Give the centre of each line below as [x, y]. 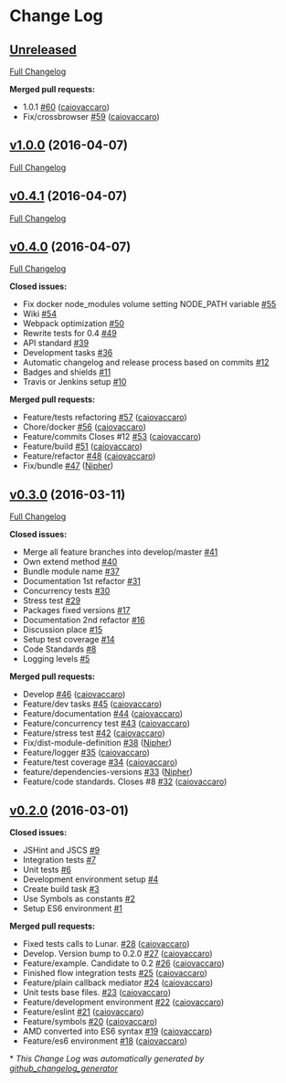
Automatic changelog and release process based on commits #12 [146, 363]
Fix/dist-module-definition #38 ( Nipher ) [97, 743]
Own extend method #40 [70, 562]
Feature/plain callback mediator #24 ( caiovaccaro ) [118, 982]
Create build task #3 [61, 889]
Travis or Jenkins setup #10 [74, 382]
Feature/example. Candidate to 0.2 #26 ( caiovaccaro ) [124, 963]
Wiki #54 [40, 314]
